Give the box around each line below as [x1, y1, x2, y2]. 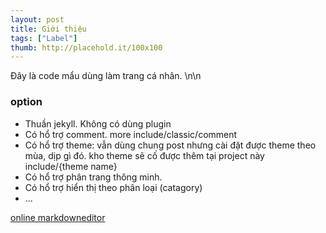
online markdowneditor [10, 211, 106, 223]
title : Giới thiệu [10, 24, 87, 34]
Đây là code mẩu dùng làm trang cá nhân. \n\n [10, 70, 202, 82]
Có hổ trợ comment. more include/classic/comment [24, 128, 238, 140]
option [10, 95, 43, 109]
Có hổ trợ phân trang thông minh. [24, 171, 163, 183]
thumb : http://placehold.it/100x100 [10, 42, 163, 53]
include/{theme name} [24, 160, 118, 172]
